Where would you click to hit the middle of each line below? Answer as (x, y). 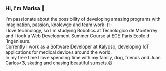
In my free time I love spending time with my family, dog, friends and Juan (83, 58)
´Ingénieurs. (18, 41)
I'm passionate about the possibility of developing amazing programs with (83, 19)
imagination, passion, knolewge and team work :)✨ (59, 25)
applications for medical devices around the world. (59, 52)
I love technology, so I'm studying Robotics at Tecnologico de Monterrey (81, 31)
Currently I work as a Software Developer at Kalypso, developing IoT (77, 47)
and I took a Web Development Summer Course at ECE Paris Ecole (75, 36)
